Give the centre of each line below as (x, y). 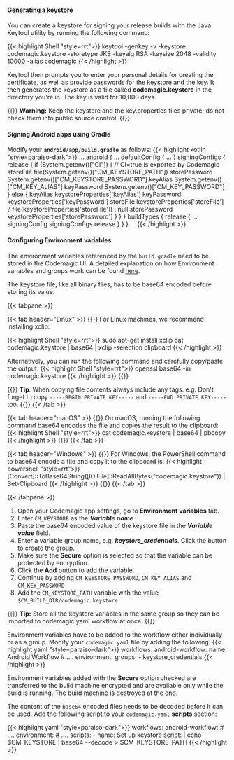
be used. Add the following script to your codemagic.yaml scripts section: (112, 714)
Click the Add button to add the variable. (76, 570)
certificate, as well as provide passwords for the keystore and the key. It (111, 82)
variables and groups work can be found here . (74, 270)
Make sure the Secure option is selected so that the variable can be (115, 555)
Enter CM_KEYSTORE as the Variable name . (76, 518)
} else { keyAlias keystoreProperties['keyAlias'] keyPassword (94, 194)
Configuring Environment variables (59, 240)
